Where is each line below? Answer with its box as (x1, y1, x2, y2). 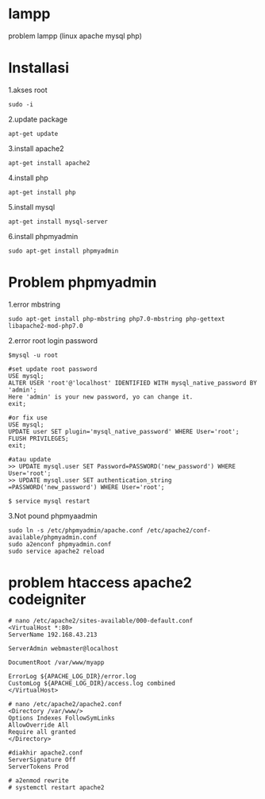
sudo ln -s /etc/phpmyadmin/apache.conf (8, 526, 144, 535)
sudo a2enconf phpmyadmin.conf (8, 540, 112, 548)
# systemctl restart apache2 (8, 783, 105, 791)
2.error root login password (8, 335, 98, 345)
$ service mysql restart (8, 497, 90, 505)
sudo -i (8, 100, 34, 108)
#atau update (8, 455, 52, 463)
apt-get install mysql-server (8, 218, 109, 226)
